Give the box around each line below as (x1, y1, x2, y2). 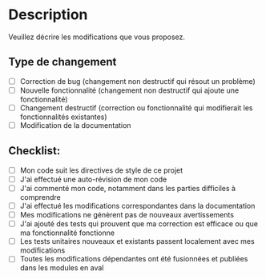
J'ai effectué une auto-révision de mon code (19, 174, 167, 184)
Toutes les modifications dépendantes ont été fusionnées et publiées (19, 254, 248, 264)
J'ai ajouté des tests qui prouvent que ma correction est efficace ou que (19, 219, 259, 229)
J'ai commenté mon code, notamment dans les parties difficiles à (19, 183, 236, 193)
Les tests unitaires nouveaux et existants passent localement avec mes (19, 237, 255, 246)
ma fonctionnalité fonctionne (19, 228, 115, 237)
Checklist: (8, 144, 61, 157)
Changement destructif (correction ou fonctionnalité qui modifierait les (19, 102, 253, 113)
